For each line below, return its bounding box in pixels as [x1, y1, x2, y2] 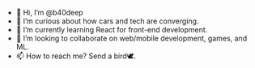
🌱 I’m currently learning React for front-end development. [15, 25, 208, 34]
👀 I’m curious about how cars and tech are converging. [15, 16, 199, 26]
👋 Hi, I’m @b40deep [15, 8, 83, 17]
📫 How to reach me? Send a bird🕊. [15, 51, 136, 61]
